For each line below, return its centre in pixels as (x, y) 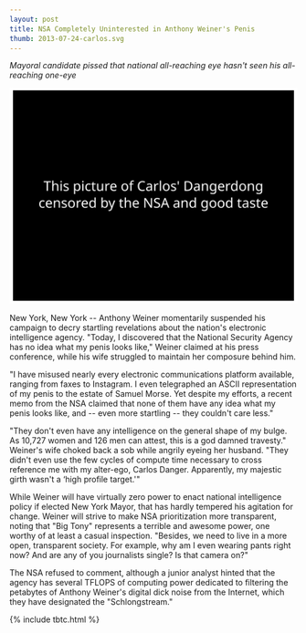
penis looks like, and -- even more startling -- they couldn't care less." (142, 413)
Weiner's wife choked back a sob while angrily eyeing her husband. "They (149, 451)
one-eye (61, 75)
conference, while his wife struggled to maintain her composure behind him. (153, 357)
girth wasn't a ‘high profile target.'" (75, 480)
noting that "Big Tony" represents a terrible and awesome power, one (140, 526)
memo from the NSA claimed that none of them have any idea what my (142, 404)
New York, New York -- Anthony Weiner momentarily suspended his (138, 318)
